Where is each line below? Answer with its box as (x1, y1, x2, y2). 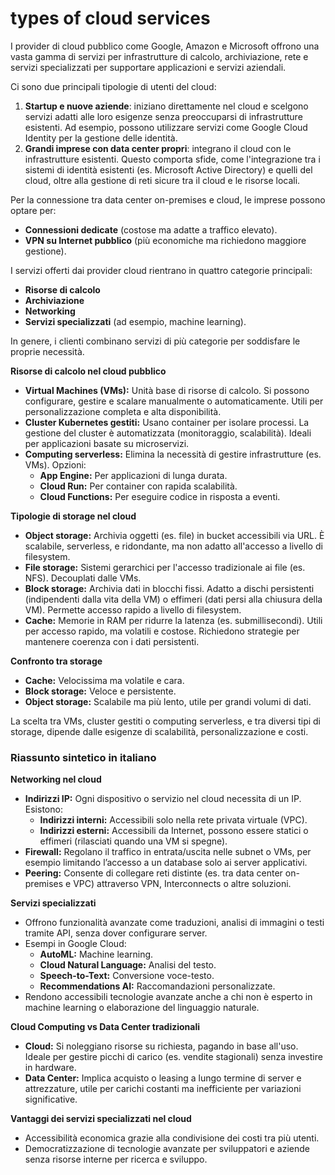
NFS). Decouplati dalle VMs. (24, 572, 142, 584)
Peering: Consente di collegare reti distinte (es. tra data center (24, 867, 283, 879)
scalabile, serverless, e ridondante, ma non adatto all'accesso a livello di (24, 540, 323, 552)
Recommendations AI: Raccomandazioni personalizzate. (39, 980, 276, 992)
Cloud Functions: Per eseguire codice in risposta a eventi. (39, 490, 281, 502)
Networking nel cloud (10, 773, 102, 786)
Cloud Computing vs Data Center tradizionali (10, 1021, 201, 1033)
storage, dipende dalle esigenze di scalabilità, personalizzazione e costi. (10, 725, 309, 737)
